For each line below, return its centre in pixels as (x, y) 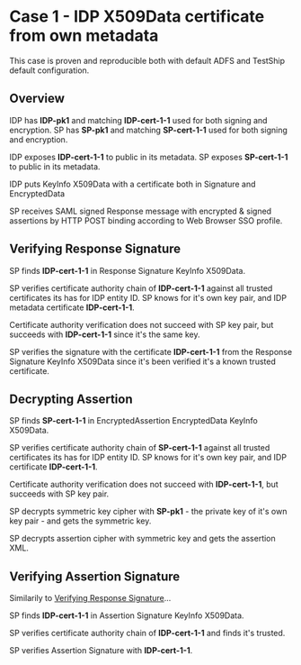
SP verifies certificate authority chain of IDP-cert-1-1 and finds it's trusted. (147, 633)
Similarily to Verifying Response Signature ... (90, 598)
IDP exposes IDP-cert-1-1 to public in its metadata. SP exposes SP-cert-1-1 (149, 157)
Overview (37, 99)
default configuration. (49, 70)
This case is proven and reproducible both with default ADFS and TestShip (147, 60)
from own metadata (84, 36)
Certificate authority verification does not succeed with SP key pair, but (142, 324)
